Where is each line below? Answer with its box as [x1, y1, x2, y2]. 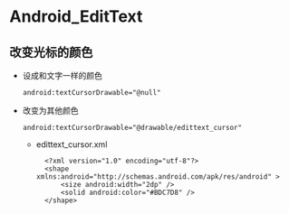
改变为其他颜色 [22, 106, 79, 116]
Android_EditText [9, 6, 143, 27]
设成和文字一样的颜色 [22, 70, 102, 80]
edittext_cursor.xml [35, 139, 108, 150]
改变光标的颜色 [9, 44, 93, 60]
